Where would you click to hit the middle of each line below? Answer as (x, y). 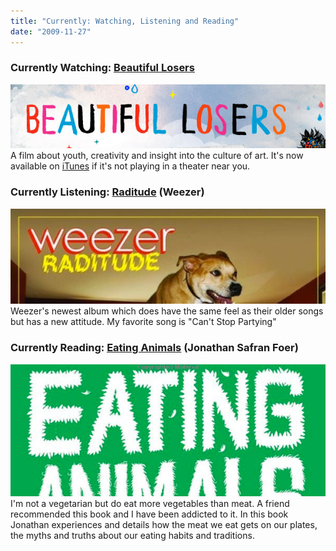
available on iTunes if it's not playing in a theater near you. (130, 166)
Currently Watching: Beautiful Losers (102, 68)
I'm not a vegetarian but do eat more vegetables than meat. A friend (150, 504)
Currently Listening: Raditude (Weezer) (107, 192)
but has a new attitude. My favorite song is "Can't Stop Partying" (143, 322)
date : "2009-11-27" (51, 31)
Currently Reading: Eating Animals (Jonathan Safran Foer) (154, 348)
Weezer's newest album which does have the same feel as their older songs (167, 311)
